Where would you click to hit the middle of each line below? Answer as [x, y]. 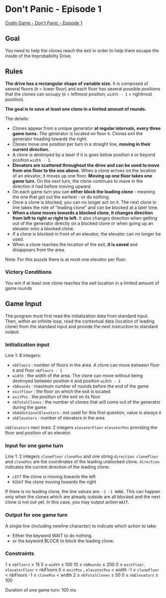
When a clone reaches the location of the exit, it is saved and [75, 244]
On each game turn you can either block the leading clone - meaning [83, 191]
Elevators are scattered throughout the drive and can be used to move [86, 165]
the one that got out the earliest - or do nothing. [61, 197]
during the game [29, 407]
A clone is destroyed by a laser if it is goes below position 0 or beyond [83, 155]
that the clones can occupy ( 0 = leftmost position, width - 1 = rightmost [79, 94]
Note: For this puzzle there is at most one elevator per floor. [66, 259]
